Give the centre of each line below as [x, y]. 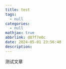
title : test [17, 10]
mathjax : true [20, 33]
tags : [11, 14]
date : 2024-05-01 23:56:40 [33, 42]
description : [19, 47]
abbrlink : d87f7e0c [25, 38]
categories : [17, 24]
